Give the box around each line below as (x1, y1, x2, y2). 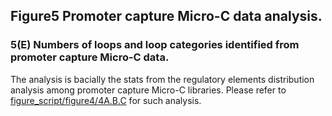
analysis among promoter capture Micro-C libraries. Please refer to (10, 84, 287, 96)
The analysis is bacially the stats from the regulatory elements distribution (10, 73, 315, 85)
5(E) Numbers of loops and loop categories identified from (10, 38, 300, 52)
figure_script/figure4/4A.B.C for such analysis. (10, 94, 202, 106)
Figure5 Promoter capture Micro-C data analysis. (10, 8, 323, 25)
